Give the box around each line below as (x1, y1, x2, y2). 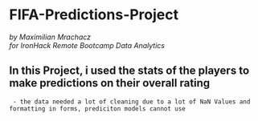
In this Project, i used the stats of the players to (9, 64, 250, 78)
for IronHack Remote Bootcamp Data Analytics (9, 40, 166, 50)
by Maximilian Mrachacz (9, 32, 92, 42)
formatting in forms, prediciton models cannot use (9, 104, 186, 113)
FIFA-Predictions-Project (9, 6, 179, 24)
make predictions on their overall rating (9, 76, 211, 90)
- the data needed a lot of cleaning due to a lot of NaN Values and (12, 98, 251, 106)
